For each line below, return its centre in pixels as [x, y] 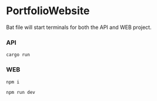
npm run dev [21, 92]
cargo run [18, 55]
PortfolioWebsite [48, 11]
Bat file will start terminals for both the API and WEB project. [79, 27]
